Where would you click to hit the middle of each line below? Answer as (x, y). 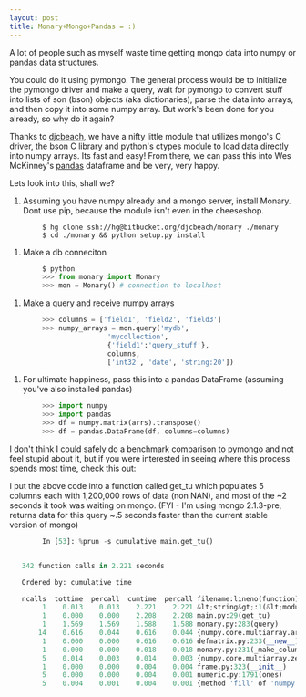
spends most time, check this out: (73, 468)
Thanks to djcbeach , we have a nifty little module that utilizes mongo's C (146, 136)
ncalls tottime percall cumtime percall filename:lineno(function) (160, 598)
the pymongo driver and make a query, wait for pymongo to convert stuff (146, 89)
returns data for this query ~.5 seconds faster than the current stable (139, 515)
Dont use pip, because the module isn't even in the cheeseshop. (143, 210)
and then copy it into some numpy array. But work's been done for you (142, 109)
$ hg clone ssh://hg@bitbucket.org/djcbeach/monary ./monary (161, 227)
